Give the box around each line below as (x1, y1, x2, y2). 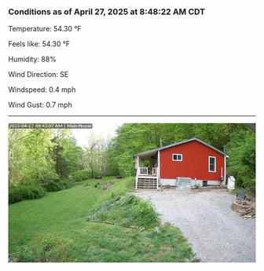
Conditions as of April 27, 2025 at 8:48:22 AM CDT (8, 6, 206, 17)
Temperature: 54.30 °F (8, 24, 82, 34)
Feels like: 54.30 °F (8, 39, 71, 49)
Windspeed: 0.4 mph (8, 85, 76, 94)
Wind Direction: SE (8, 70, 69, 79)
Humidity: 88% (8, 54, 57, 64)
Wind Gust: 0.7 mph (8, 101, 72, 110)
